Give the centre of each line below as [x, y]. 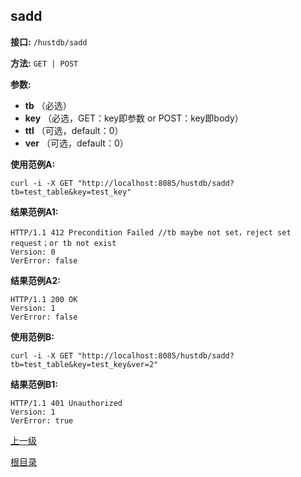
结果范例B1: [34, 384]
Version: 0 [33, 252]
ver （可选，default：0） [76, 143]
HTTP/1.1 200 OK [44, 299]
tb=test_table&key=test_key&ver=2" [84, 364]
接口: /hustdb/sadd [49, 41]
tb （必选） [48, 105]
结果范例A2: [35, 280]
